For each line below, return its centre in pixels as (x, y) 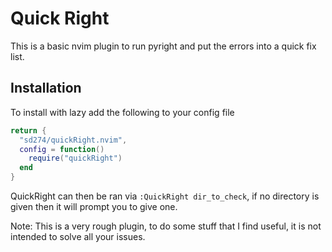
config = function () (62, 149)
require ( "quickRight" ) (75, 158)
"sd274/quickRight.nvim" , (73, 140)
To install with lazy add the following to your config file (122, 112)
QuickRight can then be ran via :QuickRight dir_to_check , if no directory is (165, 196)
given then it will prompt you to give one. (94, 206)
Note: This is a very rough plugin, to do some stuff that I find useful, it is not (166, 226)
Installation (46, 88)
